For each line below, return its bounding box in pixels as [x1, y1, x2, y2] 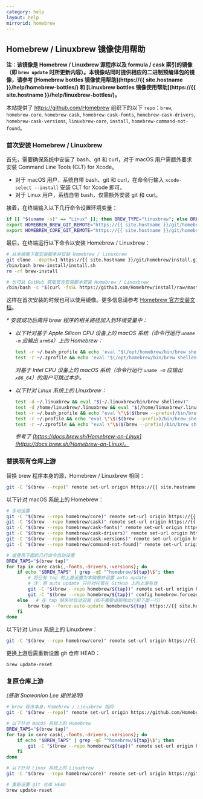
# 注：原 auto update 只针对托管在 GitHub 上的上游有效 [28, 580, 158, 586]
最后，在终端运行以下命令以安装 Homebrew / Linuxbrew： [6, 239, 151, 246]
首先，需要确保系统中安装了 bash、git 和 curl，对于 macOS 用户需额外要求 [6, 156, 192, 163]
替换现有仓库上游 [6, 457, 56, 466]
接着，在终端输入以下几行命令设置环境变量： [6, 204, 118, 211]
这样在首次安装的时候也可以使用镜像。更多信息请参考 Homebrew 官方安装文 [6, 297, 196, 304]
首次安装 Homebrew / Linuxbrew [6, 141, 103, 150]
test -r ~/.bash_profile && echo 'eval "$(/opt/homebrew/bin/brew [14, 349, 186, 355]
